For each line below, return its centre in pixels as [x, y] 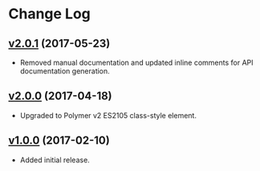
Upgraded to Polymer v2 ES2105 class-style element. [108, 115]
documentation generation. [65, 71]
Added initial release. [55, 160]
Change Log [49, 14]
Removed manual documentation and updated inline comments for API [137, 62]
